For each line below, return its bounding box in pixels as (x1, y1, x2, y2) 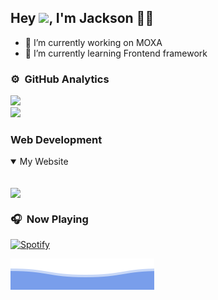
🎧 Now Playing (10, 212, 89, 226)
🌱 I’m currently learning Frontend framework (24, 47, 208, 59)
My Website (19, 156, 69, 168)
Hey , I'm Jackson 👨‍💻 (10, 10, 155, 27)
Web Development (10, 133, 103, 147)
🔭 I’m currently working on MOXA (24, 36, 163, 48)
